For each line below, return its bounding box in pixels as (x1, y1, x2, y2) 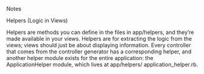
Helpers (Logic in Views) (6, 17, 68, 24)
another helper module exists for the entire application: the (6, 55, 153, 61)
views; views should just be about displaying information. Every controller (6, 42, 191, 49)
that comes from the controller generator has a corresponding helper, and (6, 48, 192, 55)
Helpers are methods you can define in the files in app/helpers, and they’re (6, 29, 194, 36)
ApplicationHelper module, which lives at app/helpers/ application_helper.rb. (6, 61, 199, 68)
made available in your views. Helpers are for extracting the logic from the (6, 35, 192, 42)
